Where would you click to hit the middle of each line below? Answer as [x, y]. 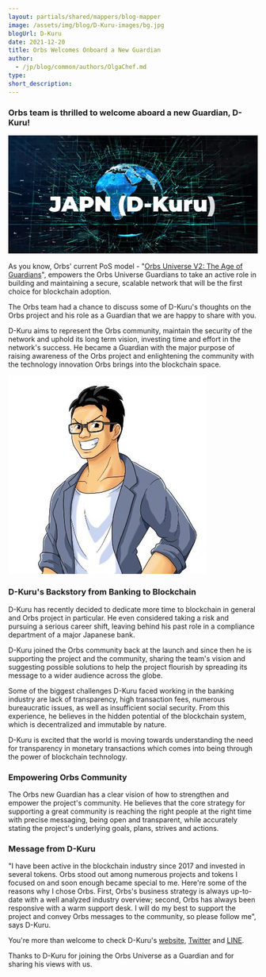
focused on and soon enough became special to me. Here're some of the [127, 883]
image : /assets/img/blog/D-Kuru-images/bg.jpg [86, 25]
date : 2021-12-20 [37, 42]
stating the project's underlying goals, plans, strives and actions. [114, 829]
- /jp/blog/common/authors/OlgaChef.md [81, 67]
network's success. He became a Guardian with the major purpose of [122, 348]
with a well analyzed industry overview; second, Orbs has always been [140, 900]
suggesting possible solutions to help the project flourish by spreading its [128, 667]
